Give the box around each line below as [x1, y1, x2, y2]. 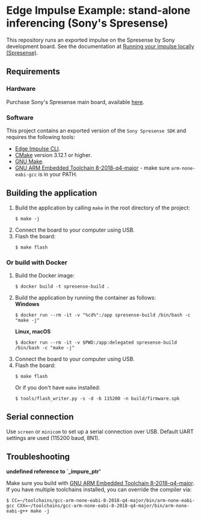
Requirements [6, 67, 60, 77]
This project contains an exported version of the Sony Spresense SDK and [6, 127, 187, 134]
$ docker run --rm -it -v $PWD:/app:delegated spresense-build [14, 339, 178, 346]
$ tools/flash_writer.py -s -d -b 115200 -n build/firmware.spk [14, 395, 180, 402]
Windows [14, 300, 40, 308]
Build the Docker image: [14, 272, 75, 279]
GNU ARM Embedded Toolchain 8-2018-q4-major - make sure [14, 164, 170, 172]
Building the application [6, 188, 97, 199]
